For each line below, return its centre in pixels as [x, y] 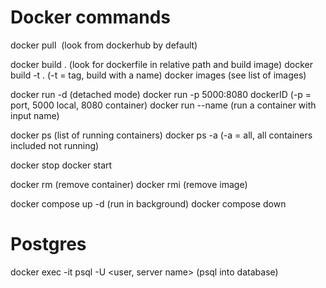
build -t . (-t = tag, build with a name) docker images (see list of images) [158, 75]
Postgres [48, 244]
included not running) [55, 145]
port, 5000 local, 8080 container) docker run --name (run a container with [163, 105]
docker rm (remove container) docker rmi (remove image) [129, 184]
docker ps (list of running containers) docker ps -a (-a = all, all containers [161, 135]
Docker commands [90, 17]
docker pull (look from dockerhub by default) [104, 45]
